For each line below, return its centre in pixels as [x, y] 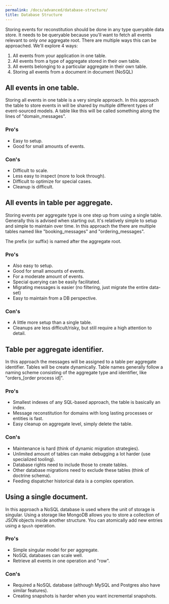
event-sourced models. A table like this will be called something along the [82, 111]
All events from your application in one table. [60, 55]
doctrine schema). [32, 475]
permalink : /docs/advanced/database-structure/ [57, 10]
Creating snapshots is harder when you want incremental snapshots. [84, 596]
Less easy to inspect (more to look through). [59, 176]
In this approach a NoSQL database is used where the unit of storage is [80, 509]
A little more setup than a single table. [52, 323]
